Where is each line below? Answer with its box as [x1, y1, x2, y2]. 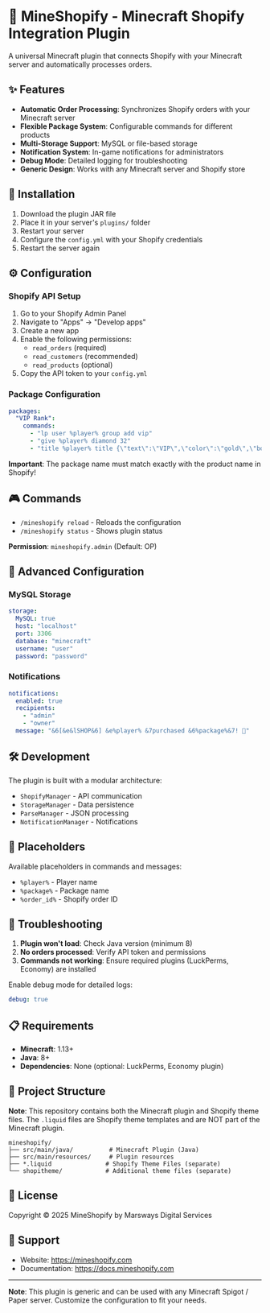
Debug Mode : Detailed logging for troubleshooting [19, 155, 188, 165]
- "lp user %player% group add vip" [29, 430, 153, 438]
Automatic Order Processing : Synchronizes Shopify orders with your [19, 104, 251, 114]
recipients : [15, 704, 56, 712]
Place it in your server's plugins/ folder [19, 217, 151, 227]
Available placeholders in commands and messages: [8, 861, 182, 871]
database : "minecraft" [15, 637, 92, 645]
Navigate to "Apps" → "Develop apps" [19, 317, 146, 327]
